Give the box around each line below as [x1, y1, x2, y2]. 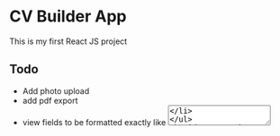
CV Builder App [9, 6, 127, 27]
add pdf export [22, 95, 78, 106]
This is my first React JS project [9, 36, 128, 47]
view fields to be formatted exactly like [22, 116, 167, 127]
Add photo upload [22, 85, 90, 96]
